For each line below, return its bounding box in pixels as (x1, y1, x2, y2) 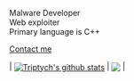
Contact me (9, 44, 52, 54)
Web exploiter (9, 17, 60, 28)
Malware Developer (9, 8, 81, 18)
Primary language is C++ (9, 27, 100, 36)
